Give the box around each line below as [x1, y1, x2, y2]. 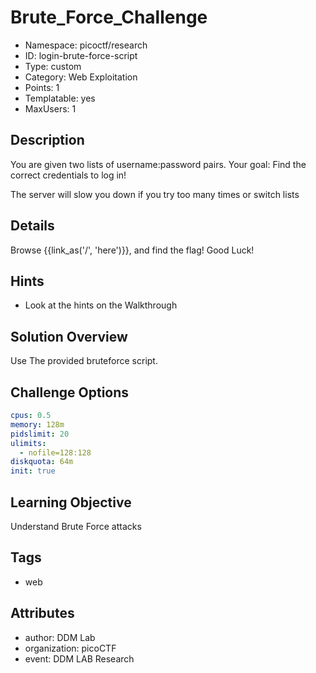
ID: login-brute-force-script [24, 49, 138, 61]
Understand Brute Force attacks [10, 520, 142, 532]
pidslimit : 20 [10, 429, 70, 439]
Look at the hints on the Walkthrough [24, 299, 178, 311]
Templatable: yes [24, 92, 96, 104]
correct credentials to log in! [10, 169, 127, 181]
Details [10, 217, 55, 235]
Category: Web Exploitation [24, 71, 138, 83]
